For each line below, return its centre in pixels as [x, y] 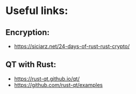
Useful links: [37, 11]
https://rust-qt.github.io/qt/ [47, 79]
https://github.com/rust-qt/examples [58, 85]
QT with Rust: [31, 65]
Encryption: [28, 32]
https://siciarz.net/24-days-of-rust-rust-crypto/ [72, 46]
